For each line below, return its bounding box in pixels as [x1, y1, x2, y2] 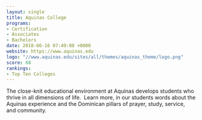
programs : [6, 20, 32, 26]
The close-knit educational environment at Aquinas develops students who [6, 87, 195, 95]
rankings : [6, 65, 32, 72]
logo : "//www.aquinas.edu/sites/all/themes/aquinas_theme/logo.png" [6, 54, 184, 60]
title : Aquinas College [6, 15, 67, 21]
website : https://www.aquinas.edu [6, 48, 94, 55]
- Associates [6, 32, 40, 38]
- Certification [6, 25, 47, 32]
